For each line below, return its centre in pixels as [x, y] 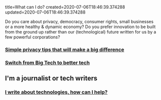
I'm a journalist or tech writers [51, 78]
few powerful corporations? [33, 37]
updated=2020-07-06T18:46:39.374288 [45, 12]
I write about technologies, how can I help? [56, 92]
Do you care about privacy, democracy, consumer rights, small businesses [79, 22]
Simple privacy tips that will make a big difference [65, 50]
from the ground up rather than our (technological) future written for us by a [80, 32]
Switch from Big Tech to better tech [47, 63]
